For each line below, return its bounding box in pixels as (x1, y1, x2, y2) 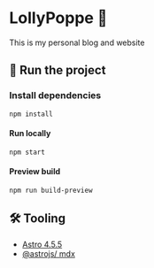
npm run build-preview (9, 186, 93, 195)
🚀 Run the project (9, 63, 106, 78)
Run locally (9, 128, 51, 139)
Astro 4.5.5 (21, 239, 63, 249)
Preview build (9, 166, 61, 177)
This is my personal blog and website (9, 37, 145, 48)
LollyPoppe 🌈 (9, 8, 108, 28)
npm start (9, 148, 46, 157)
